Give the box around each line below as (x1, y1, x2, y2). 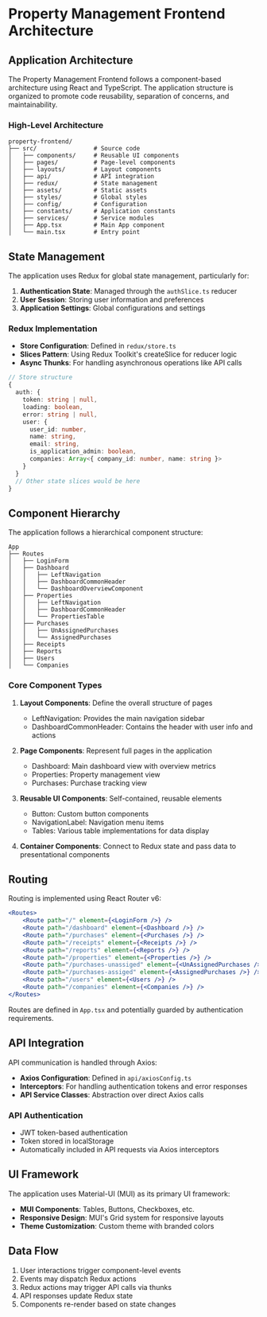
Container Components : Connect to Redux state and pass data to (19, 841, 237, 851)
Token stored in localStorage (19, 1136, 114, 1146)
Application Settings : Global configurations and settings (19, 303, 206, 313)
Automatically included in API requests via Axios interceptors (19, 1144, 220, 1154)
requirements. (8, 1013, 54, 1023)
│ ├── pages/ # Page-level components (8, 158, 176, 167)
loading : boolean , (22, 403, 83, 411)
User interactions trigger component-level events (19, 1265, 181, 1275)
